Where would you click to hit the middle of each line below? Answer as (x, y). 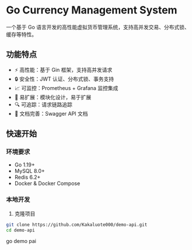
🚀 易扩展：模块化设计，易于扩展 (53, 97)
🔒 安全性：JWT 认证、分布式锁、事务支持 (64, 79)
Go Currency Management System (92, 10)
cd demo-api (20, 230)
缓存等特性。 (21, 34)
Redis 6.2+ (27, 177)
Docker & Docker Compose (47, 183)
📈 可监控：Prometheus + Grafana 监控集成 (66, 88)
